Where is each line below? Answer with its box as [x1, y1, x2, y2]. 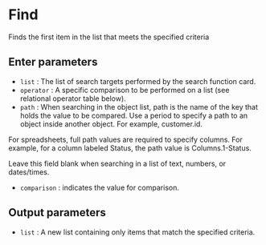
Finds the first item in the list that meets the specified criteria [8, 32, 210, 42]
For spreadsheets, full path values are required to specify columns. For [8, 135, 243, 144]
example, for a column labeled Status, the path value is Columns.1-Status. [8, 143, 252, 153]
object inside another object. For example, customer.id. [19, 118, 203, 129]
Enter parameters [8, 55, 98, 69]
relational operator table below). [19, 94, 126, 103]
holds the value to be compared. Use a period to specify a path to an [19, 110, 248, 120]
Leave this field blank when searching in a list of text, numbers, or [8, 159, 227, 168]
